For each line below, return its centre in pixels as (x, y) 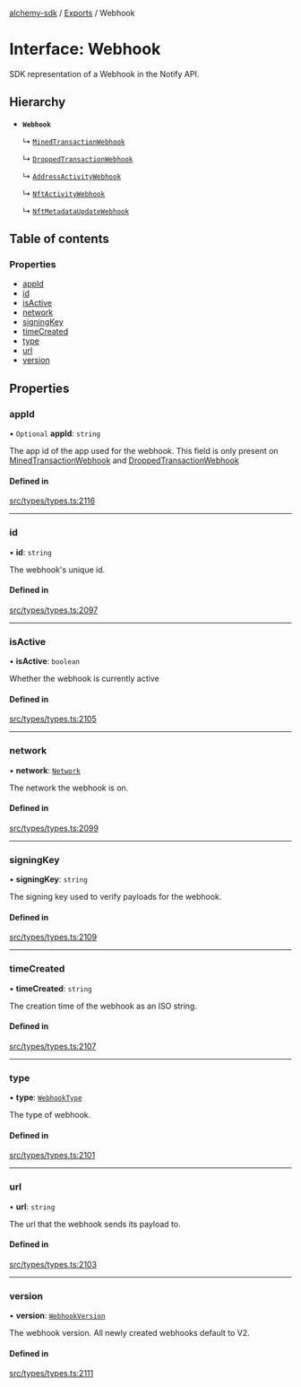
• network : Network (45, 770)
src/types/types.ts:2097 (54, 610)
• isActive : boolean (45, 661)
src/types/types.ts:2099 (54, 828)
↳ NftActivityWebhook (64, 193)
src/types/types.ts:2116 (52, 501)
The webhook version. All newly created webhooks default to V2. (130, 1333)
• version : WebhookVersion (57, 1316)
